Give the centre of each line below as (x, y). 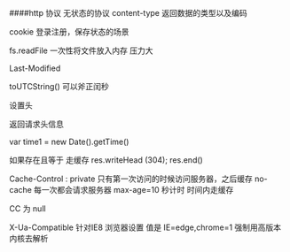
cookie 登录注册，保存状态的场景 (69, 32)
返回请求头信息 (36, 124)
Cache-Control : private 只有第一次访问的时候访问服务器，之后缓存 (131, 179)
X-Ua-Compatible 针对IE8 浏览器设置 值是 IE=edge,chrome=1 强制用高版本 (145, 227)
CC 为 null (27, 209)
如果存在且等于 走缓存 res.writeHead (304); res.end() (106, 160)
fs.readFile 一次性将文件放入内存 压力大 (81, 50)
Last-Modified (35, 68)
